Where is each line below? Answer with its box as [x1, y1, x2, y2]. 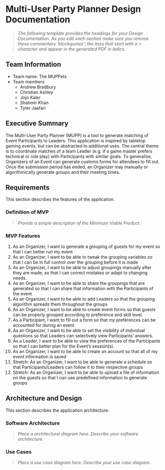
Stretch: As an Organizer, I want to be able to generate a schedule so [12, 359, 152, 365]
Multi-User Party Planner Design [5, 3, 141, 15]
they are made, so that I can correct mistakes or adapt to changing [12, 270, 148, 275]
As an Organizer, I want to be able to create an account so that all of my [12, 348, 158, 354]
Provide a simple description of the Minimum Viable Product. [17, 220, 141, 226]
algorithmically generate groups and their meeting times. [5, 169, 120, 175]
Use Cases [5, 448, 32, 455]
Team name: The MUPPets [12, 73, 67, 79]
